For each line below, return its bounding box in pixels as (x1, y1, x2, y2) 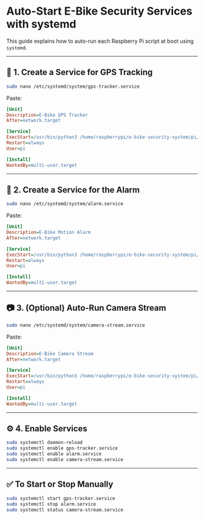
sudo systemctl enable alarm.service (6, 451, 102, 457)
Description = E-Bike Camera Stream (6, 350, 94, 357)
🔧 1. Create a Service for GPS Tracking (6, 67, 153, 77)
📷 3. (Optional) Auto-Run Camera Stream (6, 303, 166, 313)
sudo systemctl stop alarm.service (6, 501, 97, 507)
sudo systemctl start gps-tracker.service (6, 495, 115, 501)
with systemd (6, 17, 76, 31)
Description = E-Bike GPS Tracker (6, 111, 88, 118)
